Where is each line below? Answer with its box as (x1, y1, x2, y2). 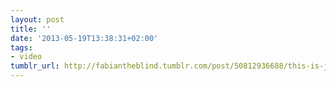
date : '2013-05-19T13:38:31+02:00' (10, 33, 159, 43)
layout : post (10, 14, 65, 25)
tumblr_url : (10, 61, 60, 71)
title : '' (10, 24, 52, 34)
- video (10, 52, 43, 62)
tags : (10, 42, 33, 53)
